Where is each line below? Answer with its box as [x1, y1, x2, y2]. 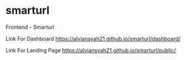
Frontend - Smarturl [5, 23, 55, 31]
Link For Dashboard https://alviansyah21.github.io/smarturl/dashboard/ [5, 35, 181, 42]
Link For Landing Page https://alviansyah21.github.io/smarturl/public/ [5, 46, 176, 54]
